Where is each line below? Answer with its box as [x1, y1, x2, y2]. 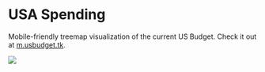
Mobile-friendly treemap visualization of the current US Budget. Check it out [8, 32, 257, 41]
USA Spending [8, 6, 106, 24]
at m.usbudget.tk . [8, 40, 66, 49]
